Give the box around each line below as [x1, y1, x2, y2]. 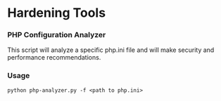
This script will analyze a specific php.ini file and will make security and [7, 46, 215, 54]
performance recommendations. [7, 53, 101, 62]
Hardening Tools [7, 5, 106, 21]
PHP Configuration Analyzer [7, 30, 106, 40]
